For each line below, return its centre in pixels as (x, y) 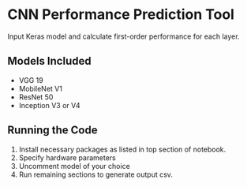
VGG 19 (31, 80)
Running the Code (52, 131)
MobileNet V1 (40, 88)
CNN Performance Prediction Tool (121, 15)
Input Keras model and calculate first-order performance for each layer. (123, 36)
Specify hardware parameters (67, 157)
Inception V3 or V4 (49, 105)
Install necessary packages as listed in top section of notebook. (122, 149)
